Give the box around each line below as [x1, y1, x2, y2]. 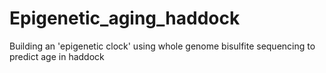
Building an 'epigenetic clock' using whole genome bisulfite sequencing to [9, 40, 316, 52]
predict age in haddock [9, 50, 105, 62]
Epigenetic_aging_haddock [9, 7, 241, 30]
